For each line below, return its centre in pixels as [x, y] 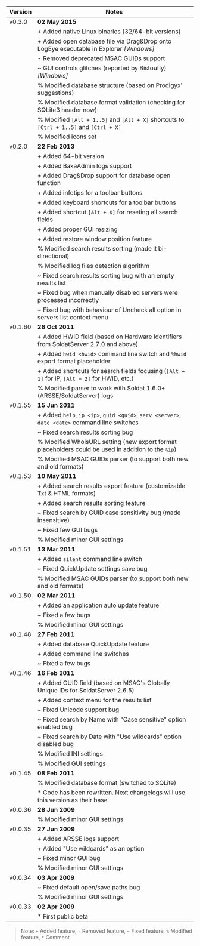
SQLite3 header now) [68, 110]
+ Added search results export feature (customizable [112, 486]
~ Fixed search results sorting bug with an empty [106, 275]
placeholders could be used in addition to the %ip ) [107, 449]
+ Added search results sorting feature [92, 503]
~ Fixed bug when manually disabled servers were [108, 293]
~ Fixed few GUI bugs [68, 530]
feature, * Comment [45, 937]
